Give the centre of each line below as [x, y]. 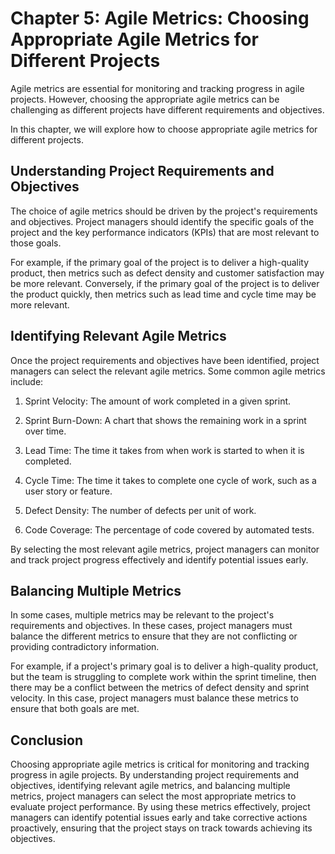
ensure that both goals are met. [75, 709]
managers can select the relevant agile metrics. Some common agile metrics [168, 371]
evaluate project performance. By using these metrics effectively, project [160, 807]
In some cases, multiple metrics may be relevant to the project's [142, 615]
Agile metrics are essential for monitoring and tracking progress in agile [157, 88]
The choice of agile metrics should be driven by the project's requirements [164, 211]
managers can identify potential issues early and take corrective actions [159, 818]
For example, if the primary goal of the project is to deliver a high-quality [160, 262]
